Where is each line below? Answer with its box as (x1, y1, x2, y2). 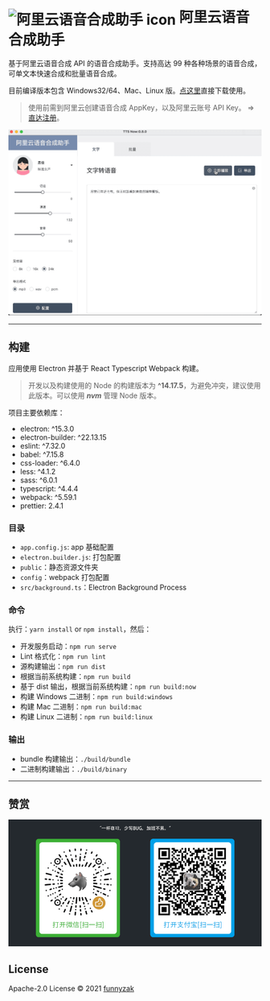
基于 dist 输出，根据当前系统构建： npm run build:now (19, 682, 197, 692)
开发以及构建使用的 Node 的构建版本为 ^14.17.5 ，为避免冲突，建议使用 (27, 380, 261, 390)
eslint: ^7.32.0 (19, 441, 66, 450)
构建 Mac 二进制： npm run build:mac (19, 702, 142, 712)
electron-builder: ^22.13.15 (19, 432, 107, 442)
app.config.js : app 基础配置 (19, 542, 114, 552)
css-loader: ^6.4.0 (19, 457, 80, 468)
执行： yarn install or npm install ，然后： (8, 624, 152, 634)
